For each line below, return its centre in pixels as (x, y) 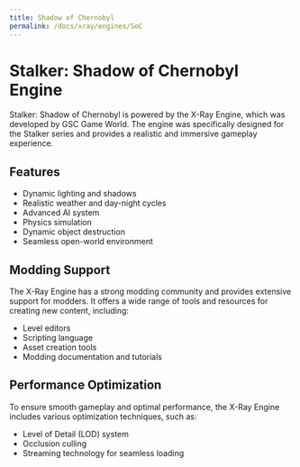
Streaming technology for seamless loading (103, 453)
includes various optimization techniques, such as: (103, 417)
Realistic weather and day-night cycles (94, 203)
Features (35, 172)
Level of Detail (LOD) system (75, 434)
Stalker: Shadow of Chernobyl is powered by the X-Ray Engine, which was (147, 114)
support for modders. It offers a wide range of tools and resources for (139, 301)
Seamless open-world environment (87, 242)
